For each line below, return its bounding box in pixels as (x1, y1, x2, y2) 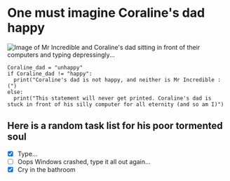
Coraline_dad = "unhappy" (7, 64, 83, 71)
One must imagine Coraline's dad (7, 5, 205, 21)
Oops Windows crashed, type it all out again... (17, 157, 151, 166)
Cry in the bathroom (17, 165, 76, 173)
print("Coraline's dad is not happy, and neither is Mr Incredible (13, 76, 215, 83)
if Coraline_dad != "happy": (7, 70, 93, 77)
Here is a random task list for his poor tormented (7, 120, 223, 132)
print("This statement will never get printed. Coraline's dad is (13, 95, 212, 102)
